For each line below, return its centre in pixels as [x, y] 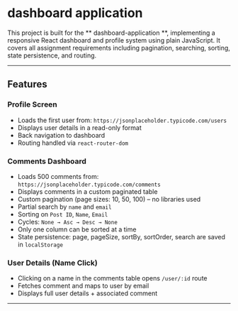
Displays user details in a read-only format [79, 127]
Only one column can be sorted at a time [77, 229]
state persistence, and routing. [52, 55]
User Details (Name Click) [52, 263]
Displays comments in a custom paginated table [87, 191]
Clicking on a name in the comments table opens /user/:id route [112, 278]
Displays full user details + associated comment [87, 293]
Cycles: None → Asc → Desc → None [68, 222]
